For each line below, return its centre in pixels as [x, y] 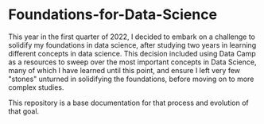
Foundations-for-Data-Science [113, 15]
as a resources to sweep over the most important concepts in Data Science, [132, 62]
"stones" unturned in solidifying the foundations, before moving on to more [131, 79]
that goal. [24, 111]
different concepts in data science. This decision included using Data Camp [132, 53]
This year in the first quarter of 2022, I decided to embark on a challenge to [132, 37]
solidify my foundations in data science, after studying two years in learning [132, 45]
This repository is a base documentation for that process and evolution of [128, 103]
